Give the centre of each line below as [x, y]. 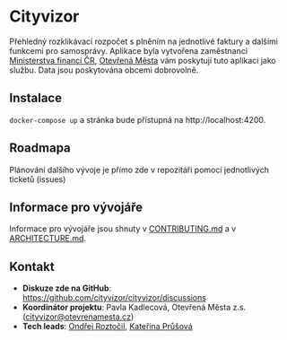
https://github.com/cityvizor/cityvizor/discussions [114, 298]
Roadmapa [40, 148]
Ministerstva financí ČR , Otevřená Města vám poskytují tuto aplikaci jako [143, 60]
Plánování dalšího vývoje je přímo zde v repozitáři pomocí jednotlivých [139, 170]
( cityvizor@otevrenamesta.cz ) [78, 317]
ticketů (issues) [38, 179]
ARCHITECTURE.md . [48, 239]
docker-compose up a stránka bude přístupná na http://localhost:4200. [138, 119]
